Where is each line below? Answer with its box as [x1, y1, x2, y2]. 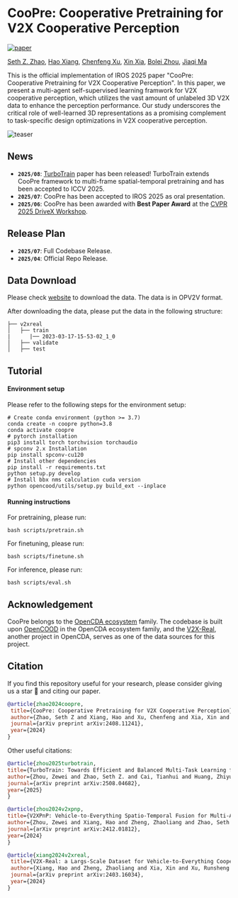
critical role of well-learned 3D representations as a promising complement [7, 109, 227, 117]
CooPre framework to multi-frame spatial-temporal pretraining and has [17, 177, 225, 185]
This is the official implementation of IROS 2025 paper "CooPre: [7, 71, 193, 79]
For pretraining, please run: [7, 513, 87, 522]
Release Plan [7, 228, 66, 240]
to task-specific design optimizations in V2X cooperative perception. [7, 116, 208, 125]
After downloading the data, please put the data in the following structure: [7, 307, 223, 316]
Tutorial [7, 365, 42, 377]
